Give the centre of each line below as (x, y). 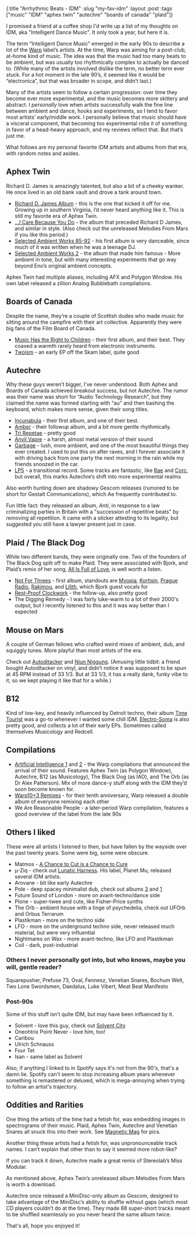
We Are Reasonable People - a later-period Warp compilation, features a (101, 808)
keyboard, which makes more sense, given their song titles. (77, 409)
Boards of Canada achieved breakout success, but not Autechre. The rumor (97, 391)
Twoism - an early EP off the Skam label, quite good (77, 352)
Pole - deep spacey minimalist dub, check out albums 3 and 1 (88, 889)
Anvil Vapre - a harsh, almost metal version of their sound (84, 439)
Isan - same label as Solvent (48, 1057)
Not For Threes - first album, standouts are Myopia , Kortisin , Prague (96, 581)
